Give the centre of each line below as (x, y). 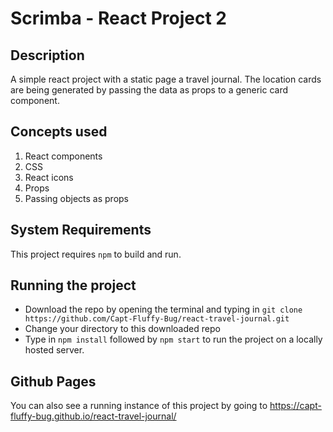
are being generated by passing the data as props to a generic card (149, 90)
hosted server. (54, 350)
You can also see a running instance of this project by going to (139, 406)
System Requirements (81, 230)
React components (63, 156)
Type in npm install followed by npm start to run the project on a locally (173, 339)
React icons (49, 177)
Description (47, 55)
